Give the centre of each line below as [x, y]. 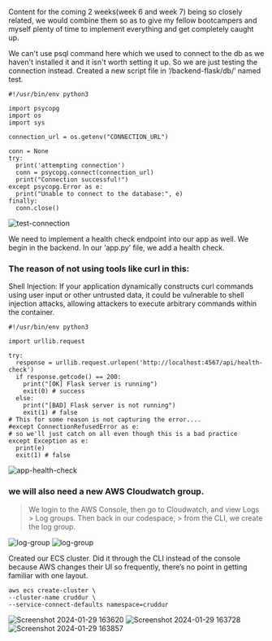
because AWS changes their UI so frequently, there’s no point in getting [128, 567]
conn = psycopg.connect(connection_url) [85, 172]
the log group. [52, 526]
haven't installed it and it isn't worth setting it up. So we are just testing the [133, 62]
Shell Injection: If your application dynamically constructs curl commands [131, 286]
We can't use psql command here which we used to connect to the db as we [136, 53]
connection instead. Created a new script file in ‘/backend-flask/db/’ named [135, 71]
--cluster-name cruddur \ [52, 597]
